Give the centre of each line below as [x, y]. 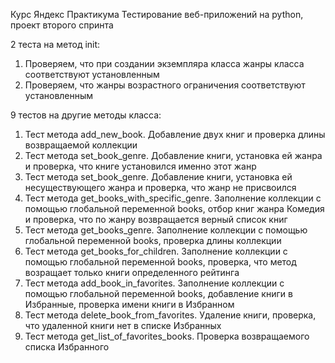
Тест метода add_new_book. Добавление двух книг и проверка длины [175, 134]
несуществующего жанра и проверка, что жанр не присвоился [160, 187]
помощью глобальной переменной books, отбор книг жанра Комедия [174, 208]
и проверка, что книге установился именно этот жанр [140, 166]
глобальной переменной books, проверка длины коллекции [153, 240]
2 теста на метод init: [55, 44]
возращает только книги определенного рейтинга [132, 272]
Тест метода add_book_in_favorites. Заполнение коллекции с [154, 283]
